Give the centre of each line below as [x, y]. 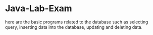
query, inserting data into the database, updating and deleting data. [74, 27]
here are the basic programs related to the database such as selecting [77, 22]
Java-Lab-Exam [39, 9]
